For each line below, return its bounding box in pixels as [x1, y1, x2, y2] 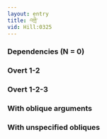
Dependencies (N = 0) [7, 47, 85, 56]
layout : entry [7, 10, 50, 18]
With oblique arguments [7, 104, 93, 114]
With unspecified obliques [7, 122, 101, 132]
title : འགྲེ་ [7, 17, 38, 24]
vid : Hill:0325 [7, 23, 52, 30]
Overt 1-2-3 [7, 85, 48, 95]
